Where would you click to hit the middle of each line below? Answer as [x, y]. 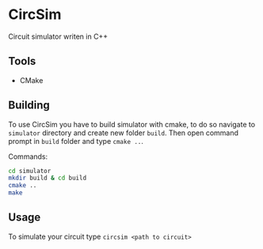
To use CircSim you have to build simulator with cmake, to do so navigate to [132, 124]
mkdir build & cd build [48, 178]
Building [29, 106]
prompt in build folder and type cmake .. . [76, 141]
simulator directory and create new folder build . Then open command [124, 133]
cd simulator [30, 171]
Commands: [28, 157]
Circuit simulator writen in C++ [58, 36]
